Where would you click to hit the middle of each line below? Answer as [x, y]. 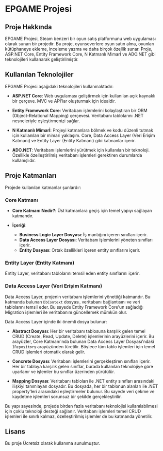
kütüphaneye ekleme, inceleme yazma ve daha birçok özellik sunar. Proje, [79, 49]
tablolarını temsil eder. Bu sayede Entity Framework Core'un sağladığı [74, 307]
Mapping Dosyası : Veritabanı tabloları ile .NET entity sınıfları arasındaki [83, 381]
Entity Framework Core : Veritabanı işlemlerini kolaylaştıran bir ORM [80, 110]
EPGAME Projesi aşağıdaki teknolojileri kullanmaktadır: [59, 86]
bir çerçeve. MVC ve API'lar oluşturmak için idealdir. [64, 101]
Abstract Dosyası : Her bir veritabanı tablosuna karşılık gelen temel [79, 331]
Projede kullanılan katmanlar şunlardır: [43, 187]
